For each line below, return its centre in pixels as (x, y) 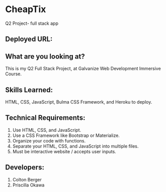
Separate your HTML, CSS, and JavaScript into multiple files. (75, 146)
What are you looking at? (45, 56)
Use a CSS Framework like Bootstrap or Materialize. (66, 135)
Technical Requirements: (45, 118)
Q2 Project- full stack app (32, 23)
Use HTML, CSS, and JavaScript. (47, 130)
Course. (13, 74)
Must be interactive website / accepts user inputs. (64, 151)
